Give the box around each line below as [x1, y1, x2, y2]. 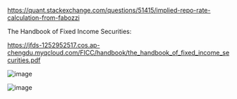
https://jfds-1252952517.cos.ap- [7, 41, 100, 49]
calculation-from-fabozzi [7, 13, 80, 22]
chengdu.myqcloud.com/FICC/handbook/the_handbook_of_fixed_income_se [7, 49, 230, 57]
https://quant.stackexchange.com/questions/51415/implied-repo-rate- [7, 6, 211, 14]
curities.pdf [7, 56, 41, 64]
